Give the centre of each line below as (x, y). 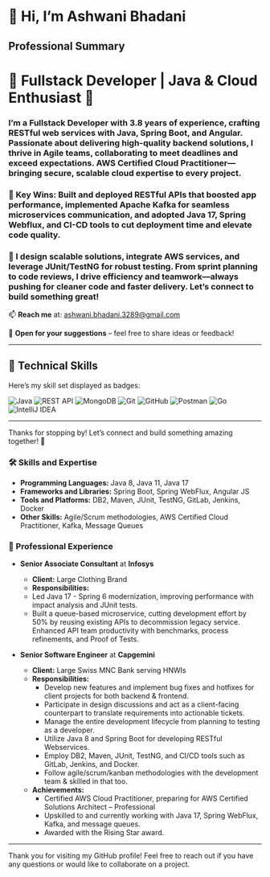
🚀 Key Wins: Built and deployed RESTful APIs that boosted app (133, 195)
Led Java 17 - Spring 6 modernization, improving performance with (143, 596)
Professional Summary (67, 46)
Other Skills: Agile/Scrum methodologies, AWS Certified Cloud (124, 517)
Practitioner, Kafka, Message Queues (82, 526)
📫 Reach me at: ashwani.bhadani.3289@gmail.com (94, 314)
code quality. (35, 235)
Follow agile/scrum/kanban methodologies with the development (151, 773)
